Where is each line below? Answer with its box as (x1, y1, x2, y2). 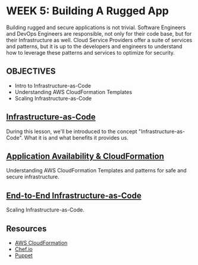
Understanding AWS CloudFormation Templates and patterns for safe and (6, 167, 187, 174)
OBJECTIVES (6, 67, 56, 77)
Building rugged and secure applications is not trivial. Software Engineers (6, 24, 186, 31)
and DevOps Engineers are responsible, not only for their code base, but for (6, 30, 192, 37)
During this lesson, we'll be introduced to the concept (6, 128, 138, 135)
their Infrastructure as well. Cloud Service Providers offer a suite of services (6, 36, 193, 43)
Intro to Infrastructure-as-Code (14, 82, 91, 89)
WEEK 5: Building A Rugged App (6, 4, 169, 18)
